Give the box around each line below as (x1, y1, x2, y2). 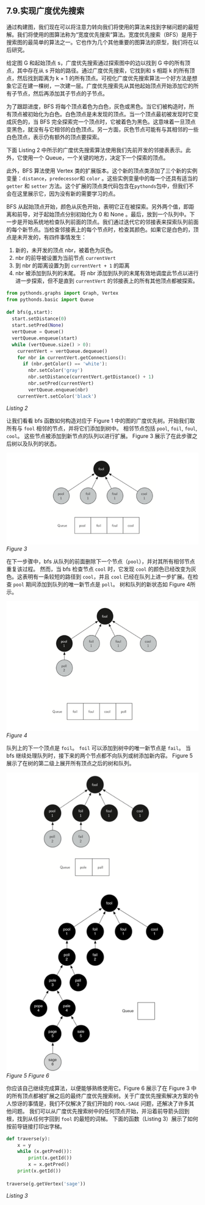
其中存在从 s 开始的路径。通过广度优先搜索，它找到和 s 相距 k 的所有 (16, 67, 190, 74)
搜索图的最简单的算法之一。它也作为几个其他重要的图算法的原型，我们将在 (6, 39, 193, 46)
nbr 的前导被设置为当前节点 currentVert (15, 254, 116, 261)
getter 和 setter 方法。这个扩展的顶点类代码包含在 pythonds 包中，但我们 (6, 182, 189, 190)
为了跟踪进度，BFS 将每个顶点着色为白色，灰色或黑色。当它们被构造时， (6, 103, 189, 110)
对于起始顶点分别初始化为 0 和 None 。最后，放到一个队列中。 (32, 210, 190, 218)
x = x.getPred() (28, 1162, 70, 1168)
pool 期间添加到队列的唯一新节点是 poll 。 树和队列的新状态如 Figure (13, 580, 185, 588)
